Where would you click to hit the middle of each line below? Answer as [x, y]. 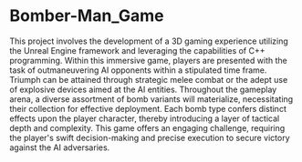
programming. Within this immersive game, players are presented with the [148, 60]
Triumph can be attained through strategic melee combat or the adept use [149, 79]
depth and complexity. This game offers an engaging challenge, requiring [147, 127]
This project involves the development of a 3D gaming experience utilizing [149, 41]
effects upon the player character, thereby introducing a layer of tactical [145, 118]
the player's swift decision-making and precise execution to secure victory [150, 137]
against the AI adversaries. [60, 147]
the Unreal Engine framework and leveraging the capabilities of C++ [137, 50]
